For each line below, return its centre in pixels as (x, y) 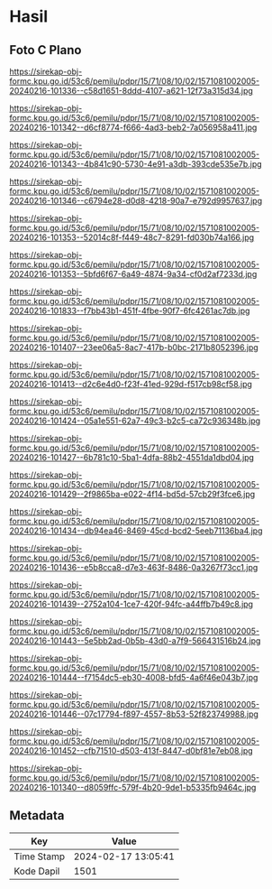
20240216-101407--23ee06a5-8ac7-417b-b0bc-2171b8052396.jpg (134, 347)
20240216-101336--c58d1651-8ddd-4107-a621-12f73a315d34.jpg (131, 91)
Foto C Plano (45, 50)
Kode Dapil (37, 871)
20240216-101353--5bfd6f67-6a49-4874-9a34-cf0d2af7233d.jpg (133, 274)
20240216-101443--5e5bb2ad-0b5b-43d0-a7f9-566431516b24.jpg (135, 641)
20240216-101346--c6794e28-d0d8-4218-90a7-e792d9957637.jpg (136, 201)
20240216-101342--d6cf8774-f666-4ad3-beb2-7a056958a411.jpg (133, 127)
